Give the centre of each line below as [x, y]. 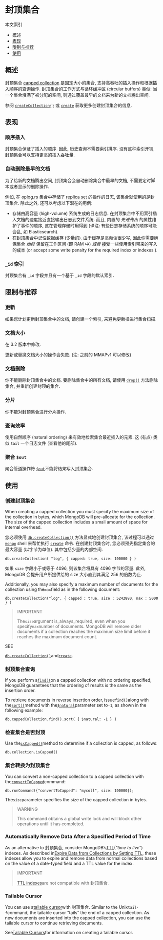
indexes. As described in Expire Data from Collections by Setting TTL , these [81, 853]
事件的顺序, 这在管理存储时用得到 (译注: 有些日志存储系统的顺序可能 [89, 226]
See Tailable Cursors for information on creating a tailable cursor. [69, 933]
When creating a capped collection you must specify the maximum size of [80, 511]
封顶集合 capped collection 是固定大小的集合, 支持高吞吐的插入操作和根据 [79, 83]
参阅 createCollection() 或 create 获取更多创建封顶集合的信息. [69, 105]
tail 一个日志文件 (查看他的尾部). [44, 443]
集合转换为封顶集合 [28, 766]
